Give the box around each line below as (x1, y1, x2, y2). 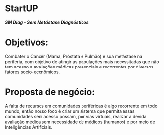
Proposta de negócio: (5, 86, 95, 98)
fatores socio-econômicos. (5, 69, 60, 75)
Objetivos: (5, 37, 48, 48)
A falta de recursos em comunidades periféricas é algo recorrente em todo (5, 103, 158, 109)
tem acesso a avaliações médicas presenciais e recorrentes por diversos (5, 64, 154, 69)
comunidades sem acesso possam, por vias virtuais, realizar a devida (5, 113, 147, 119)
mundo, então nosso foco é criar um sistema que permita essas (5, 108, 135, 114)
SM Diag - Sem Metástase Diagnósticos (5, 19, 89, 25)
